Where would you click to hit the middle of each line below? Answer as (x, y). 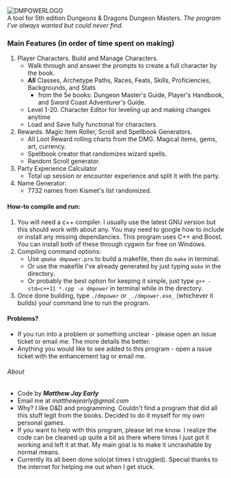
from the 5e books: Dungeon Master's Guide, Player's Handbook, (131, 95)
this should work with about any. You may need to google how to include (121, 229)
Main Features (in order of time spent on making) (91, 43)
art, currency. (47, 147)
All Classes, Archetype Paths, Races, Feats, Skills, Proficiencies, (119, 80)
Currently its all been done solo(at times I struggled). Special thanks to (117, 459)
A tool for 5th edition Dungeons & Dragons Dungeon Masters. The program (114, 18)
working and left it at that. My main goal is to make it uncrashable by (114, 444)
